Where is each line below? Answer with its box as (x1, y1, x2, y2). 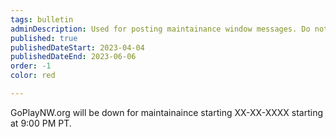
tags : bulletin (10, 14, 74, 25)
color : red (10, 71, 56, 81)
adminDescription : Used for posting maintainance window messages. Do (10, 24, 311, 34)
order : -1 (10, 61, 52, 71)
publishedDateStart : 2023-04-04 (10, 42, 145, 53)
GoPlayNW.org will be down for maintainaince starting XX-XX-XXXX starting (10, 106, 323, 118)
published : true (10, 33, 78, 43)
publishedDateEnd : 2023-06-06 (10, 52, 137, 62)
